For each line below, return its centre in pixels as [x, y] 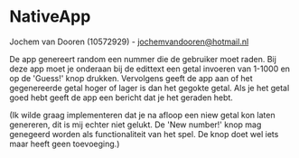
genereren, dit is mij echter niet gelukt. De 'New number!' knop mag [135, 125]
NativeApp [50, 17]
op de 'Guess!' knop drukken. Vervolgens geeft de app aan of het [131, 78]
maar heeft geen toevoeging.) [65, 144]
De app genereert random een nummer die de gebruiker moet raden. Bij [143, 59]
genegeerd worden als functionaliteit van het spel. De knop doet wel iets [144, 134]
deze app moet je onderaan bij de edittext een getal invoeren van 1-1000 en [150, 69]
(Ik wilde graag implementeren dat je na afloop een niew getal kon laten [142, 115]
